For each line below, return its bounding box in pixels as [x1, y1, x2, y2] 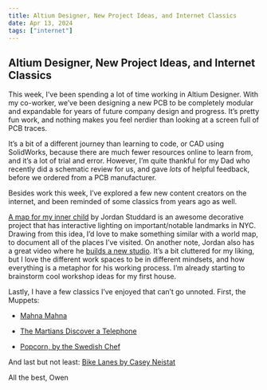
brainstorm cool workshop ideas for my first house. [8, 272, 177, 282]
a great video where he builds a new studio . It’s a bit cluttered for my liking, [8, 246, 255, 256]
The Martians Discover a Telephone [19, 326, 137, 336]
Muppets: [8, 296, 40, 305]
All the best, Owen [8, 372, 69, 383]
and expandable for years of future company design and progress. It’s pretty [8, 107, 260, 116]
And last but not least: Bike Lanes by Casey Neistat [8, 357, 176, 367]
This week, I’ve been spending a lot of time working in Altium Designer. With [8, 89, 259, 100]
